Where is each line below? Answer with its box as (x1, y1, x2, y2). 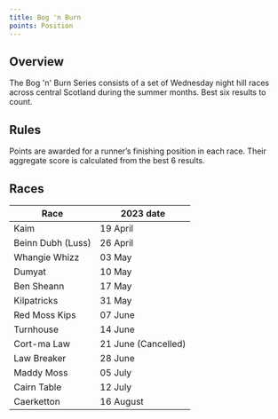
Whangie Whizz (13, 250, 80, 263)
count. (9, 97, 33, 107)
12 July (99, 381, 131, 393)
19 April (99, 222, 134, 234)
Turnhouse (13, 323, 60, 336)
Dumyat (13, 265, 46, 278)
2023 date (120, 207, 166, 219)
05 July (99, 366, 131, 378)
